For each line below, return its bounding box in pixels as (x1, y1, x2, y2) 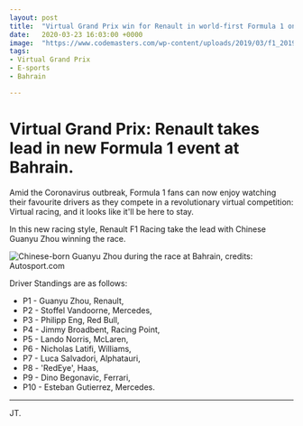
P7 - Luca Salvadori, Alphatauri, (22, 353, 142, 364)
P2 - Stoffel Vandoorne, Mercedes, (22, 304, 152, 316)
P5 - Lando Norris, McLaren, (22, 333, 129, 344)
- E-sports (9, 64, 50, 73)
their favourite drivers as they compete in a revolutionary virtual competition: (9, 196, 294, 208)
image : (9, 38, 34, 48)
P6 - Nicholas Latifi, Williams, (22, 343, 133, 354)
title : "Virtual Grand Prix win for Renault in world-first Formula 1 (9, 22, 284, 31)
